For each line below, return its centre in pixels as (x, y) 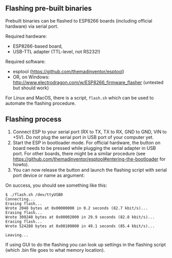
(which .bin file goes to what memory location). (55, 250)
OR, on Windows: (31, 77)
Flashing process (33, 119)
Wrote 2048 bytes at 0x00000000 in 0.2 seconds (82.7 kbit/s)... (77, 208)
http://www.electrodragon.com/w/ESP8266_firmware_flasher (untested (88, 82)
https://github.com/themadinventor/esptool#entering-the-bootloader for (89, 159)
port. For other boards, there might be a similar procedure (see (79, 153)
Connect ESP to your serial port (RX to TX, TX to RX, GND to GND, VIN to (90, 132)
